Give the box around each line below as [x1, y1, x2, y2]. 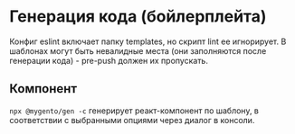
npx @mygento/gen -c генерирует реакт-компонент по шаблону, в [9, 105, 260, 116]
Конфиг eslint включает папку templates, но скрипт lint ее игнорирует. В [9, 36, 287, 47]
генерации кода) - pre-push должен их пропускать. [9, 55, 208, 66]
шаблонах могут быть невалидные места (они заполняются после [9, 45, 267, 56]
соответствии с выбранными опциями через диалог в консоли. [9, 114, 255, 125]
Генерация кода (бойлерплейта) [9, 6, 267, 27]
